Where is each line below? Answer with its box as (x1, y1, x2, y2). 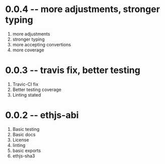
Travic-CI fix (12, 81, 39, 87)
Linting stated (12, 92, 41, 98)
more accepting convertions (12, 41, 71, 47)
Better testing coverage (12, 87, 62, 93)
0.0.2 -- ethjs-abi (5, 110, 79, 121)
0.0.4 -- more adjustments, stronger (5, 4, 160, 15)
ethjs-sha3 (12, 152, 35, 159)
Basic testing (12, 126, 40, 132)
